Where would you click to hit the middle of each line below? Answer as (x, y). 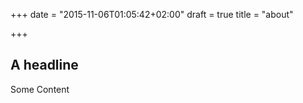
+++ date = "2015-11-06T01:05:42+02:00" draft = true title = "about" (152, 14)
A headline (44, 65)
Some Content (40, 89)
